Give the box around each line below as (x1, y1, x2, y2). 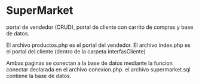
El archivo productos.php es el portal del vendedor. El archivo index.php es (6, 41, 191, 49)
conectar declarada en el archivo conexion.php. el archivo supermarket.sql (6, 65, 191, 73)
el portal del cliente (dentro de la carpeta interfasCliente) (6, 47, 146, 55)
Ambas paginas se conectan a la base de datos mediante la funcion (6, 59, 173, 67)
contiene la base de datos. (6, 72, 72, 79)
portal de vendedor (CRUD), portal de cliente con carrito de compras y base (6, 23, 194, 31)
